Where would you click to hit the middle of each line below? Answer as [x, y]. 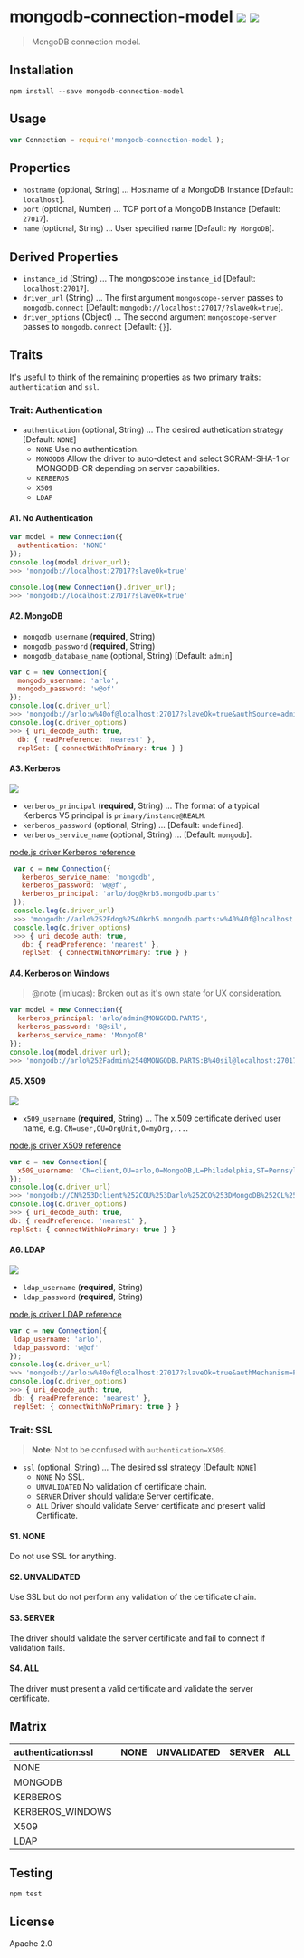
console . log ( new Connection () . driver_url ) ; [93, 587]
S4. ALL [24, 1668]
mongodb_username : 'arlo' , [68, 680]
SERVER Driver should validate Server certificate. [125, 1496]
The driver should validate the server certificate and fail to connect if [138, 1638]
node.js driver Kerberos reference [72, 852]
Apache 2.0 [31, 1944]
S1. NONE [28, 1536]
